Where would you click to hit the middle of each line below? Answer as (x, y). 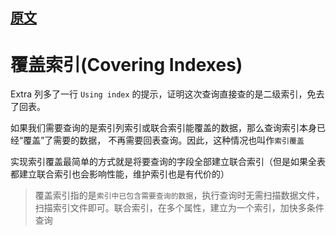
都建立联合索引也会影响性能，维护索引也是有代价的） (120, 174)
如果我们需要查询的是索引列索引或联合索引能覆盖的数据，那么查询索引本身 (163, 128)
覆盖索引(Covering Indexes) (126, 64)
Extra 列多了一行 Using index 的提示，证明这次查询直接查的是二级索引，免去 (167, 94)
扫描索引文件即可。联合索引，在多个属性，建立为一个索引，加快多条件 (179, 208)
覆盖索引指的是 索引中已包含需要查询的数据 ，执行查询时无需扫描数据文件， (179, 195)
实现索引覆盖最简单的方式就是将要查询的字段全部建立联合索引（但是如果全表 (168, 162)
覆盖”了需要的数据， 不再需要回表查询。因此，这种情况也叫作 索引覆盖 (164, 140)
